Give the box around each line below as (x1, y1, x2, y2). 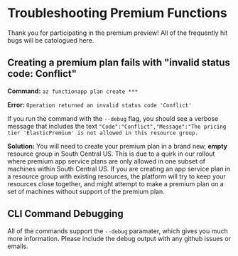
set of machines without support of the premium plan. (7, 187, 165, 196)
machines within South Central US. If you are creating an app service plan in (7, 164, 231, 173)
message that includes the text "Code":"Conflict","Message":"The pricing (7, 122, 227, 130)
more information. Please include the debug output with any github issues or (7, 234, 232, 242)
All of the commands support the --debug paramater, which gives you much (7, 226, 229, 235)
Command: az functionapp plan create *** (7, 87, 139, 95)
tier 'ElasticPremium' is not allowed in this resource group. (7, 129, 199, 137)
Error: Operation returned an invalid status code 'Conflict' (7, 100, 192, 109)
